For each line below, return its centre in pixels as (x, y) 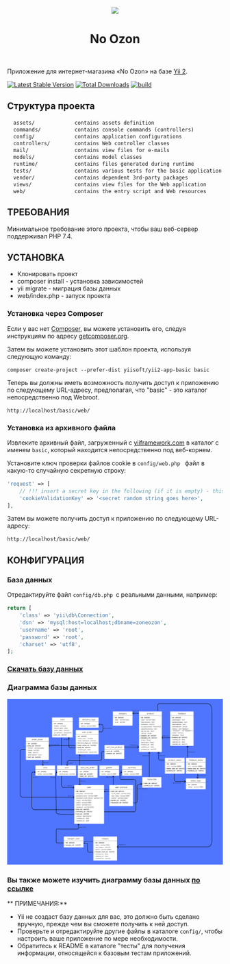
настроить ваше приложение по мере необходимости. (97, 939)
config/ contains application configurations (98, 136)
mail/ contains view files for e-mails (91, 150)
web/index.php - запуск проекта (64, 296)
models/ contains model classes (78, 157)
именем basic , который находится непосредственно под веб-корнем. (110, 449)
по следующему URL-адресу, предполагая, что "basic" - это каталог (107, 390)
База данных (30, 580)
